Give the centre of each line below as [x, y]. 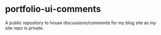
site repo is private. [25, 28]
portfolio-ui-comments [53, 9]
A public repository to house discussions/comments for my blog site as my [80, 23]
